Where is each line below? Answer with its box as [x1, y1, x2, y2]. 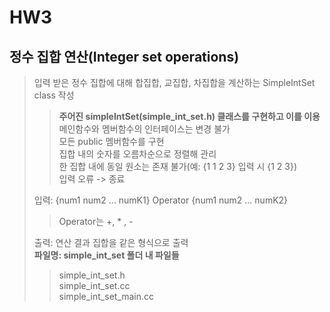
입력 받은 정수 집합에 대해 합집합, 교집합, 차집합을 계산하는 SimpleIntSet [33, 77, 316, 88]
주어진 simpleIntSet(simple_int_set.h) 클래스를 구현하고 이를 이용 [58, 111, 321, 122]
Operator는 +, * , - [58, 216, 134, 227]
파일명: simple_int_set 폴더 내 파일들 [33, 249, 180, 261]
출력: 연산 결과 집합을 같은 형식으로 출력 [33, 237, 189, 248]
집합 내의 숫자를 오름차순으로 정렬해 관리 [58, 148, 217, 160]
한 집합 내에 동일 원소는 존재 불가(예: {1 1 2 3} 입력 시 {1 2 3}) [58, 161, 298, 172]
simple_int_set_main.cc [58, 291, 155, 302]
